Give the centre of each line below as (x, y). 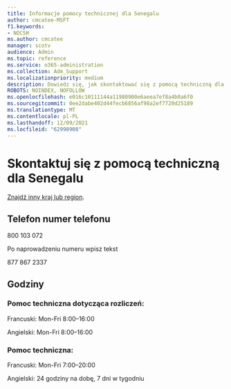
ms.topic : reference (37, 59)
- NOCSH (18, 33)
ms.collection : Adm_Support (48, 71)
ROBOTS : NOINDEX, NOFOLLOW (46, 91)
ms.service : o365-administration (55, 65)
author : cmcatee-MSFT (38, 20)
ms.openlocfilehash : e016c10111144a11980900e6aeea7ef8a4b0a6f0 (100, 97)
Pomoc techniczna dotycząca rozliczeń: (76, 303)
